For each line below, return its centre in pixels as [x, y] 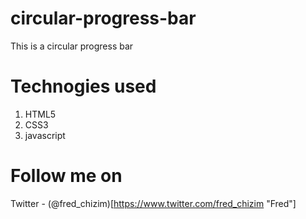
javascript [45, 135]
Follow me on [66, 176]
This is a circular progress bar [72, 46]
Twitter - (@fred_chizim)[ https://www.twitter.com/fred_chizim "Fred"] [153, 203]
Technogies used [83, 86]
